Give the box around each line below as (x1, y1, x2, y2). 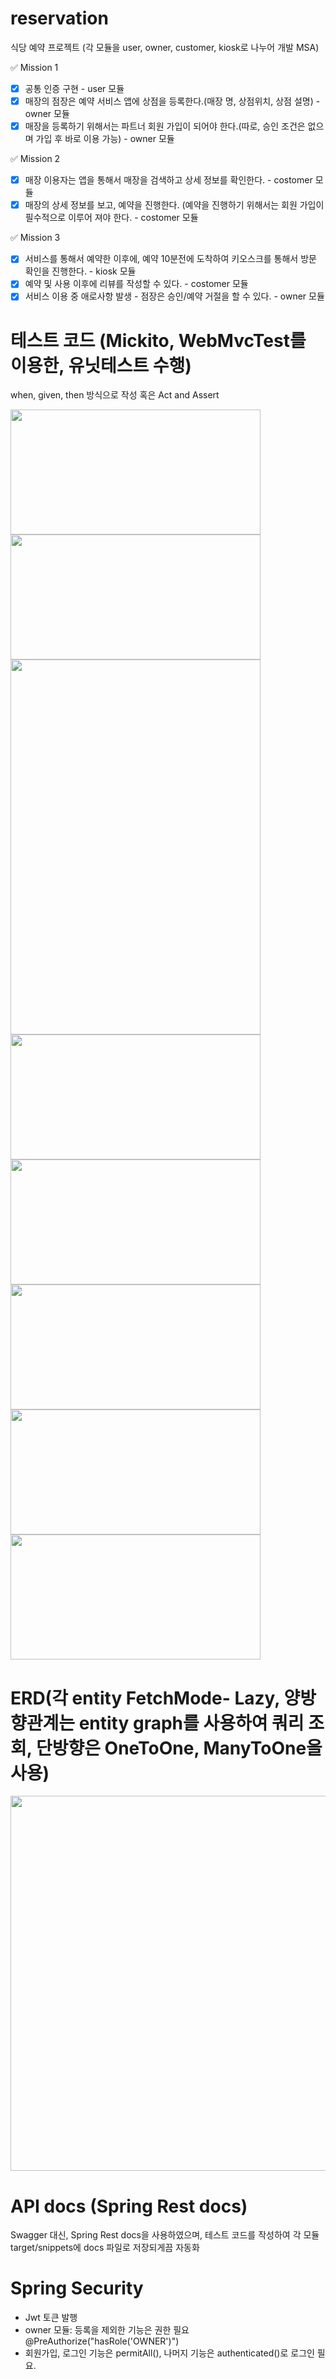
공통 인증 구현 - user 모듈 (24, 82, 125, 94)
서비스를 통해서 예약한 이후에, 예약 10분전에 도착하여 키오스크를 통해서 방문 (24, 253, 317, 265)
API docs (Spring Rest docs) (10, 2195, 248, 2217)
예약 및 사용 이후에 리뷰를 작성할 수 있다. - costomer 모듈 (24, 278, 249, 290)
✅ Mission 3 (10, 232, 61, 244)
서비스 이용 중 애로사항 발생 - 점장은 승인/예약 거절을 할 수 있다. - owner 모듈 (24, 290, 325, 302)
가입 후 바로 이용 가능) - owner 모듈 (35, 133, 175, 145)
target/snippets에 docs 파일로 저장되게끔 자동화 (10, 2242, 200, 2254)
